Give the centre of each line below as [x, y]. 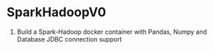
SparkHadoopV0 [57, 12]
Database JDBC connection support [69, 39]
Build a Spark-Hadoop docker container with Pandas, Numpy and [112, 32]
